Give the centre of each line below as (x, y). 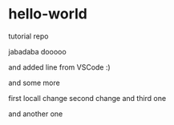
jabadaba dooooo (37, 51)
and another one (36, 114)
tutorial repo (28, 36)
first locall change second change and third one (87, 98)
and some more (34, 83)
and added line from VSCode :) (59, 67)
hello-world (48, 14)
